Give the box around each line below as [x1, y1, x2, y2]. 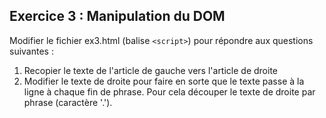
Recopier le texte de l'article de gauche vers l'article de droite [23, 64, 278, 76]
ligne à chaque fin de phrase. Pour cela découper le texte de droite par [23, 85, 316, 98]
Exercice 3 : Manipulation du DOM [9, 8, 226, 25]
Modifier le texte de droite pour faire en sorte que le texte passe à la [23, 75, 305, 87]
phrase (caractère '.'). [23, 96, 113, 108]
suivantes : [9, 45, 54, 57]
